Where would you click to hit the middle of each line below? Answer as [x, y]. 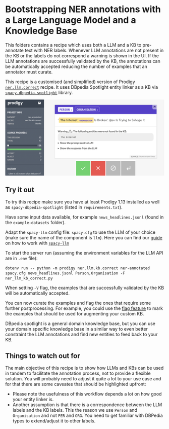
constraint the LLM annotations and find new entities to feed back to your [81, 334]
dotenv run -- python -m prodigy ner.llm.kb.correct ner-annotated [78, 268]
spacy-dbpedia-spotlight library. [39, 92]
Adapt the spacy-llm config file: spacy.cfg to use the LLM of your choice [80, 232]
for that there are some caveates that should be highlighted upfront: [76, 384]
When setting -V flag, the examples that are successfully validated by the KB [85, 288]
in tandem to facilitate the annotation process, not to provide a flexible [78, 373]
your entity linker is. [33, 400]
